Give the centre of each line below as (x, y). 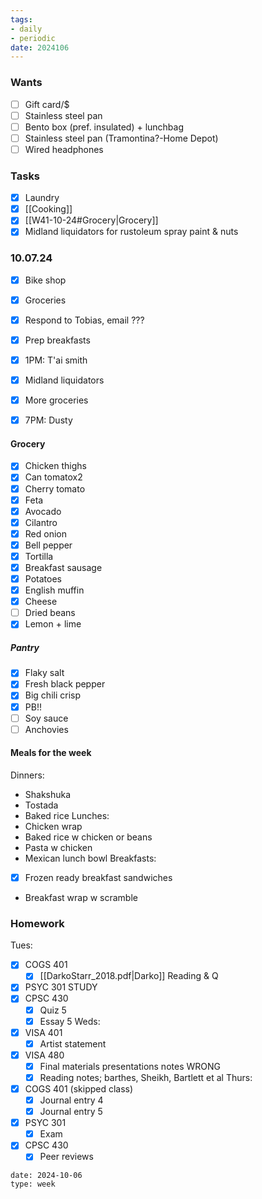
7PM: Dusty (48, 420)
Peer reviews (66, 1157)
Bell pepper (48, 545)
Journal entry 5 (71, 1112)
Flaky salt (44, 673)
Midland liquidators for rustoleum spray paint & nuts (131, 232)
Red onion (45, 533)
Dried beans (50, 613)
